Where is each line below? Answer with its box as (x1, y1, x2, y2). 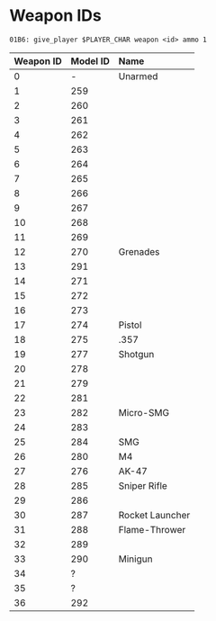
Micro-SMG (118, 406, 169, 418)
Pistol (118, 319, 142, 331)
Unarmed (118, 69, 158, 82)
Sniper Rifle (118, 479, 168, 491)
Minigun (118, 553, 153, 565)
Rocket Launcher (118, 508, 191, 521)
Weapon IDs (9, 5, 102, 26)
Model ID (70, 55, 110, 67)
